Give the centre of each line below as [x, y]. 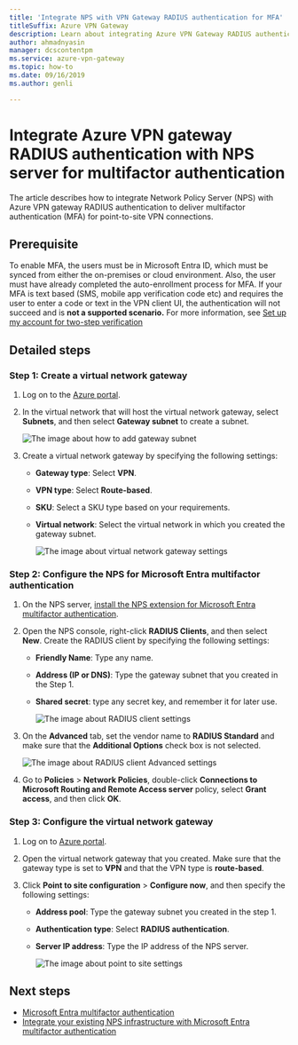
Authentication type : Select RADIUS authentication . [132, 929]
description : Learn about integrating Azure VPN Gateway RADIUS [130, 34]
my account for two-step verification [76, 322]
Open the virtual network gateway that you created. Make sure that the [151, 859]
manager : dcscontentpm [51, 51]
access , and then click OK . [71, 799]
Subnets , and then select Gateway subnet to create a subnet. [136, 422]
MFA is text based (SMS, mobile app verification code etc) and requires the [146, 294]
